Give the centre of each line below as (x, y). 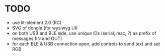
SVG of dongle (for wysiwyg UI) (45, 27)
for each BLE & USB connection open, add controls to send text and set (86, 43)
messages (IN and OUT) (37, 38)
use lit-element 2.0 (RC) (37, 22)
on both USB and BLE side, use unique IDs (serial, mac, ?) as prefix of (84, 33)
